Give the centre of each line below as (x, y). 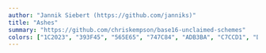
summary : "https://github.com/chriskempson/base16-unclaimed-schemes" (127, 30)
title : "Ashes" (33, 23)
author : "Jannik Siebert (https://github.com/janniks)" (102, 15)
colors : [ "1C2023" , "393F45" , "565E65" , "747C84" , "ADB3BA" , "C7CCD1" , (129, 37)
